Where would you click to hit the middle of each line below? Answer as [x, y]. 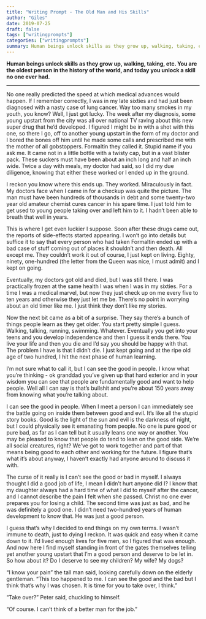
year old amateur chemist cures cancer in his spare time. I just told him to [99, 203]
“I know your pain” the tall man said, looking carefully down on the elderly [100, 572]
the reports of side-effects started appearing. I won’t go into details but [96, 235]
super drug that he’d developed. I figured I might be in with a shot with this [100, 127]
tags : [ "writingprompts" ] [39, 35]
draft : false [23, 29]
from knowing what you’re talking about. [57, 394]
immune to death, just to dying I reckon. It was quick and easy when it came [102, 534]
